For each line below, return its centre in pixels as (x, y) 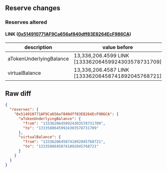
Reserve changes (33, 8)
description (38, 47)
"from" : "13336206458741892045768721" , (64, 142)
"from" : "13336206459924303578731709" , (64, 123)
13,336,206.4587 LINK (101, 70)
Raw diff (18, 93)
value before (118, 47)
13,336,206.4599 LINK (101, 56)
